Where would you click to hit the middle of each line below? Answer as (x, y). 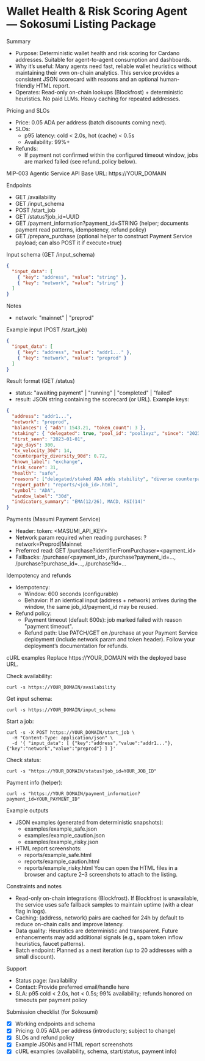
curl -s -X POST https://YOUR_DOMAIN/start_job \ (71, 733)
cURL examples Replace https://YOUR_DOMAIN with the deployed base (96, 658)
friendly (25, 85)
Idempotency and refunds (39, 576)
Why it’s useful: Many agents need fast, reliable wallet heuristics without (106, 66)
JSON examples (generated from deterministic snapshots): (89, 823)
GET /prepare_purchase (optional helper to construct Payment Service (104, 236)
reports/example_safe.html (58, 855)
